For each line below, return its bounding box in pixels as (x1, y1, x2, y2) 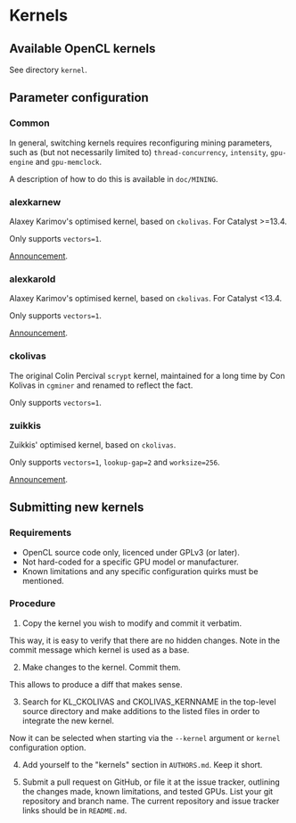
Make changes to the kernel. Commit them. (21, 662, 181, 672)
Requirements (9, 527, 72, 539)
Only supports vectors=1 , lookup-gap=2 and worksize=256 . (9, 457, 220, 467)
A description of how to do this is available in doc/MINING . (9, 173, 218, 184)
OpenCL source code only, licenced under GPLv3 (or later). (21, 547, 241, 557)
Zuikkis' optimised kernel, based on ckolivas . (9, 439, 177, 450)
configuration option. (9, 742, 86, 753)
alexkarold (9, 273, 56, 285)
